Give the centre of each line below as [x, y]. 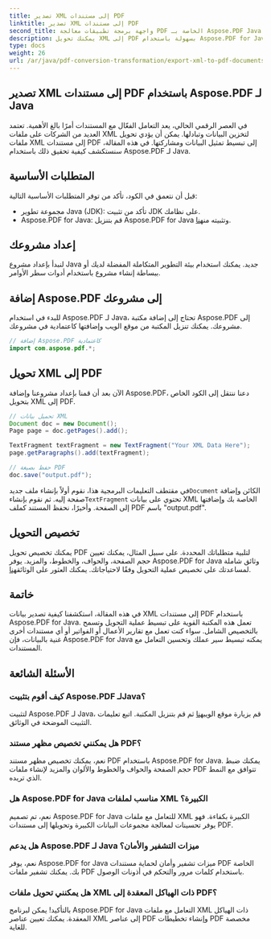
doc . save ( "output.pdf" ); [51, 475]
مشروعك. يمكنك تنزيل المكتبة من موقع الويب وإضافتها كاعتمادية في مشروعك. [126, 326]
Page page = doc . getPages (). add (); [69, 431]
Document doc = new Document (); [63, 423]
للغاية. [18, 927]
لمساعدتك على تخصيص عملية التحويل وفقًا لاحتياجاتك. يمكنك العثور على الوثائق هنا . [130, 569]
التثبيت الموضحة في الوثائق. [51, 723]
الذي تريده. [26, 778]
